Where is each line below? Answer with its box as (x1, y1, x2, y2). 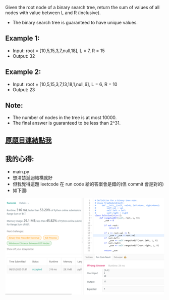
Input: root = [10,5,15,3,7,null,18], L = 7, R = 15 (12, 48, 105, 54)
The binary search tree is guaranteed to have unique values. (12, 20, 138, 25)
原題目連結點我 (5, 136, 52, 144)
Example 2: (5, 68, 41, 77)
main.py (12, 168, 29, 174)
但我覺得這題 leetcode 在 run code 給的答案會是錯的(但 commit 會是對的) (12, 181, 164, 187)
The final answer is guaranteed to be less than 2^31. (12, 120, 121, 126)
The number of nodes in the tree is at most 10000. (12, 115, 117, 121)
